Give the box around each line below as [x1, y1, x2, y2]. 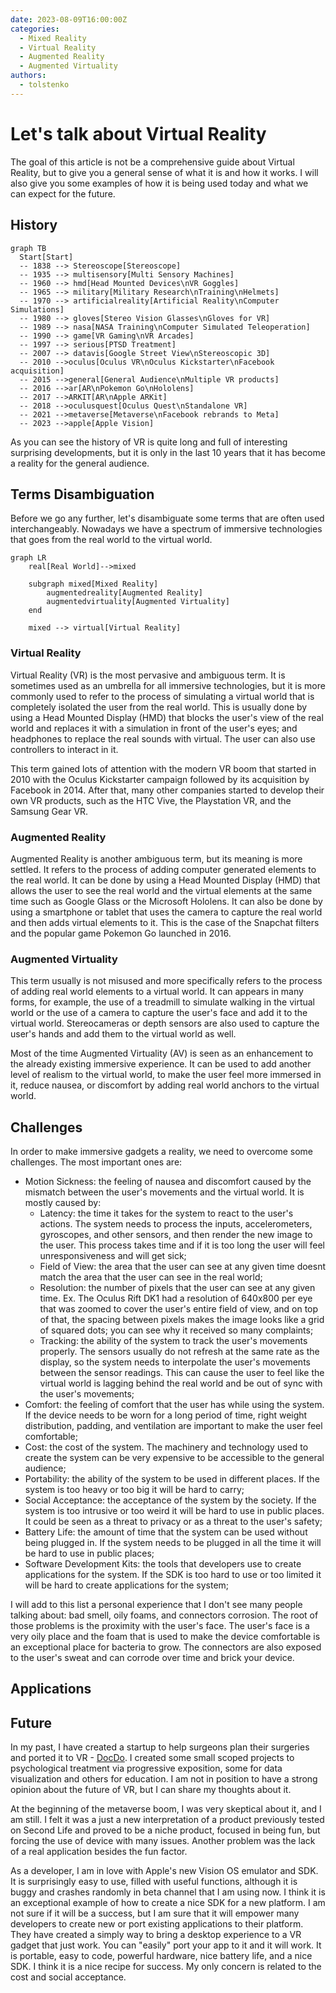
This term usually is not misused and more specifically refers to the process [10, 975, 323, 987]
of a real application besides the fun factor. [10, 1846, 188, 1858]
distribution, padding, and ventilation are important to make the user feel [24, 1420, 323, 1432]
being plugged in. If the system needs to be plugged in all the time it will [24, 1537, 322, 1549]
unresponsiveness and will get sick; [39, 1250, 187, 1262]
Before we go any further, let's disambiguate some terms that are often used [10, 512, 325, 525]
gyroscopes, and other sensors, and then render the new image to [39, 1229, 313, 1241]
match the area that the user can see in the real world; [39, 1271, 263, 1283]
